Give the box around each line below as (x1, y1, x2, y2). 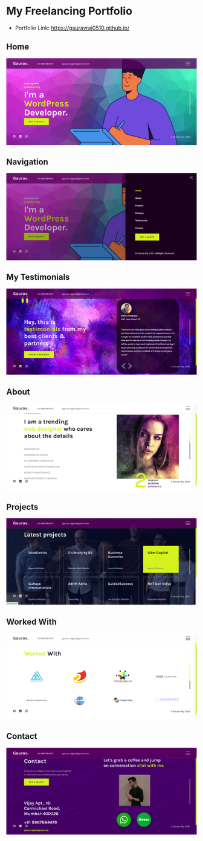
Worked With (6, 616, 57, 627)
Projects (6, 501, 39, 512)
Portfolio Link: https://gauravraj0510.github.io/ (14, 24, 130, 31)
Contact (6, 731, 37, 741)
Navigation (6, 156, 48, 167)
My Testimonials (6, 272, 70, 282)
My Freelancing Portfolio (6, 4, 133, 18)
